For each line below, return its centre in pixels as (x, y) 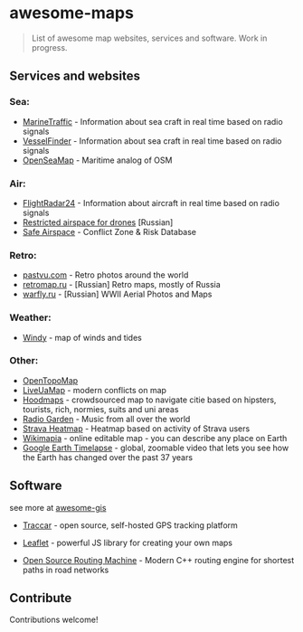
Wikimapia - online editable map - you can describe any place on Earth (155, 438)
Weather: (30, 317)
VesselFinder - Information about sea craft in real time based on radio (152, 141)
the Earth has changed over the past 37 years (107, 457)
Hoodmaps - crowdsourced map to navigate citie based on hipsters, (149, 400)
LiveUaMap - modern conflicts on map (95, 390)
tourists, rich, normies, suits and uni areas (100, 409)
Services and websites (75, 76)
